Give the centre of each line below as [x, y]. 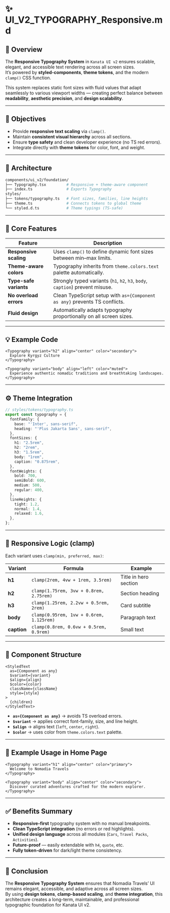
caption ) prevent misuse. [83, 287]
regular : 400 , [29, 490]
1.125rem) [43, 620]
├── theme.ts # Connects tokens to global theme [73, 203]
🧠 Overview [24, 49]
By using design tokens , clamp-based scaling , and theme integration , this [84, 894]
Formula [73, 568]
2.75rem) [42, 596]
